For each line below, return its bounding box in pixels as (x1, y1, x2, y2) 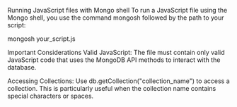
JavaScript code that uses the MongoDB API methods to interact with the (7, 56, 221, 64)
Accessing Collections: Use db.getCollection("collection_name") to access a (7, 77, 230, 85)
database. (7, 63, 37, 71)
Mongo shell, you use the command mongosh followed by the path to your (7, 13, 224, 22)
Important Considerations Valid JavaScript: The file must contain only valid (7, 49, 225, 56)
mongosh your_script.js (7, 34, 76, 43)
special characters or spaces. (7, 92, 94, 100)
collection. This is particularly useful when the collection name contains (7, 84, 216, 92)
